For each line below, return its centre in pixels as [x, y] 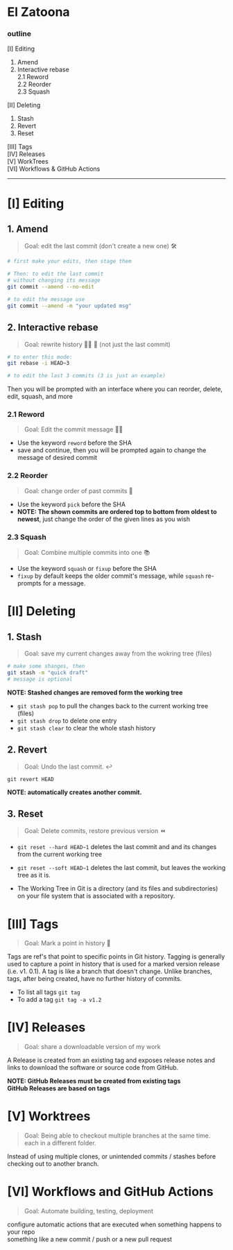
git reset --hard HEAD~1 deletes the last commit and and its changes [117, 847]
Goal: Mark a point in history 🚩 [67, 943]
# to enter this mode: [40, 357]
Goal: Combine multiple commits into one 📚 [87, 553]
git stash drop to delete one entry [67, 720]
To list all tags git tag [49, 992]
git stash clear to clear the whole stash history [86, 728]
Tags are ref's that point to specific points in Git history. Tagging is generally [116, 957]
